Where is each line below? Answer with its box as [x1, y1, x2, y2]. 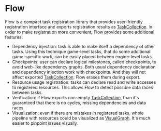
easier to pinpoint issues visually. [12, 120, 78, 126]
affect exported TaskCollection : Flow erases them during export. [12, 74, 141, 80]
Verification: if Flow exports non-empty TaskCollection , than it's [12, 94, 139, 100]
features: [5, 34, 23, 40]
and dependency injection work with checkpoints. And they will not [12, 69, 146, 75]
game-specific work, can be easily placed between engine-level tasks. [12, 53, 153, 59]
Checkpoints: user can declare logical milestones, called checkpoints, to [12, 59, 157, 65]
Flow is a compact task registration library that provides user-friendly [5, 19, 143, 25]
